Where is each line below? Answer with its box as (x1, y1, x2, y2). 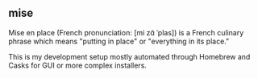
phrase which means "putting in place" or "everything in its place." (8, 36, 230, 46)
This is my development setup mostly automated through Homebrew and (8, 51, 251, 61)
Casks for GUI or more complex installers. (8, 60, 148, 70)
